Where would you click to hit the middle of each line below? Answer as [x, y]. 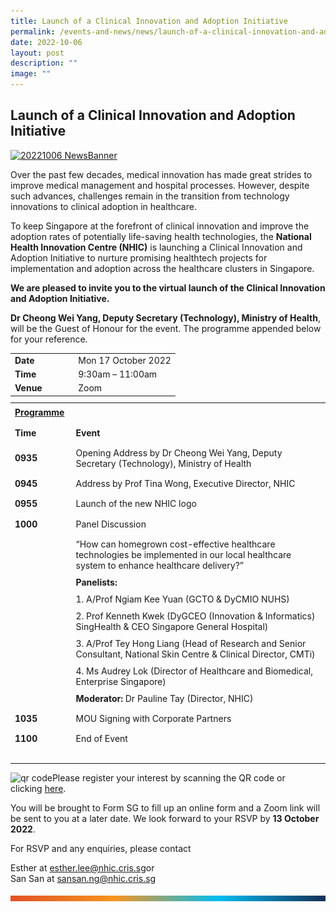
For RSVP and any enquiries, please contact [101, 849]
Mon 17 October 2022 [125, 360]
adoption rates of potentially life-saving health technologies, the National [161, 236]
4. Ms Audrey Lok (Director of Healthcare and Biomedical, [194, 671]
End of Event [101, 739]
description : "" [44, 63]
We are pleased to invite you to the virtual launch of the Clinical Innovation [168, 287]
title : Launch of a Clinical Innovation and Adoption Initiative [149, 21]
